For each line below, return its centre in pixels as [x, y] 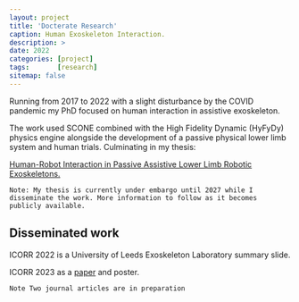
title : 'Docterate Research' [63, 26]
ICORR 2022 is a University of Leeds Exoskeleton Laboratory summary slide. [150, 255]
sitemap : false [37, 76]
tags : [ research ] [54, 68]
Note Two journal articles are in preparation [97, 288]
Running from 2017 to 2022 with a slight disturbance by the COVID [132, 101]
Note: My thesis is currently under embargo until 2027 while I [131, 190]
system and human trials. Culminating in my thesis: [103, 147]
